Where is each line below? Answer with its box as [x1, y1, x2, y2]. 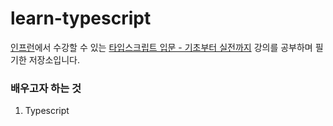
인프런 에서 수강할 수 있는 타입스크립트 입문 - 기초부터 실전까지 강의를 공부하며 [10, 41, 313, 53]
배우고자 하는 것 [10, 81, 82, 95]
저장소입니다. [28, 53, 81, 66]
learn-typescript [10, 7, 152, 30]
